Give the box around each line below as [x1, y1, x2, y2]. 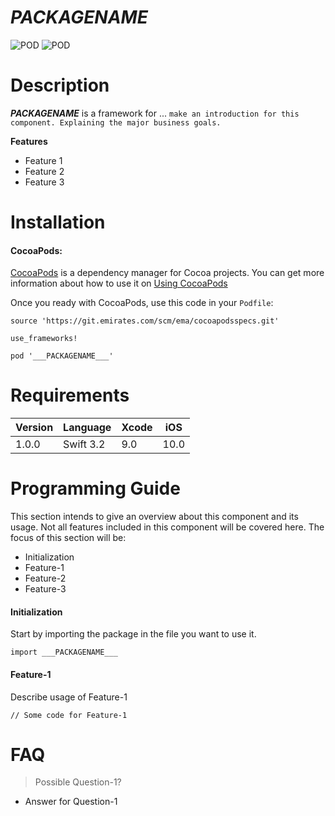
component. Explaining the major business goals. [10, 117, 222, 128]
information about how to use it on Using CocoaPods [10, 277, 228, 290]
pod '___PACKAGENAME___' [10, 351, 114, 361]
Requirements [10, 384, 130, 407]
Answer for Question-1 [24, 796, 118, 808]
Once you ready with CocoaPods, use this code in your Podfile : [10, 297, 274, 309]
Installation [10, 211, 106, 234]
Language [63, 421, 112, 435]
